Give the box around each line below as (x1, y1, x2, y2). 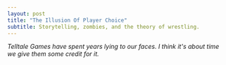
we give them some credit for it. (7, 50, 100, 58)
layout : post (7, 10, 46, 17)
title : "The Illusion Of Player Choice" (7, 17, 128, 24)
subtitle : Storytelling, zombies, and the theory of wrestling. (7, 23, 200, 30)
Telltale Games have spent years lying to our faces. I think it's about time (7, 43, 220, 51)
